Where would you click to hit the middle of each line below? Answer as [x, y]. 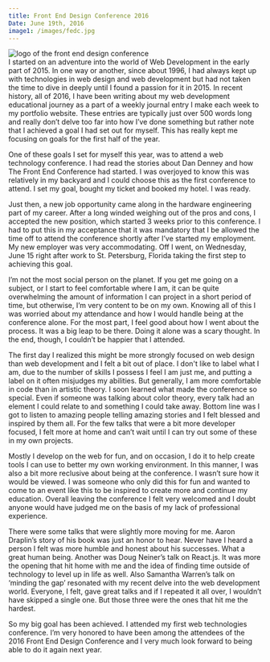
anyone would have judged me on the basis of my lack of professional [124, 508]
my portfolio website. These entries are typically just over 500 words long [130, 113]
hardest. [22, 609]
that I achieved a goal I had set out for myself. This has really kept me [123, 130]
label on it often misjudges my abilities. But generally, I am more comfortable [135, 381]
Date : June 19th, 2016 [46, 23]
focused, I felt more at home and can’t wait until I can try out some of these [133, 432]
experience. [28, 516]
